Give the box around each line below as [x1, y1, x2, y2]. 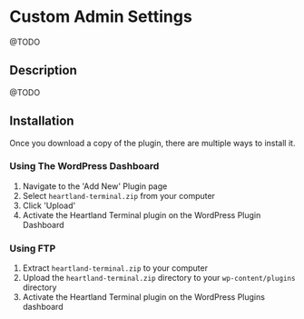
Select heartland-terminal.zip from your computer [22, 190, 216, 201]
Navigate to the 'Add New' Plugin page [22, 180, 168, 192]
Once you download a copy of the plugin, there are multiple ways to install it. [9, 137, 296, 148]
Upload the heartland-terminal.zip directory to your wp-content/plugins [22, 273, 296, 284]
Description [9, 63, 77, 78]
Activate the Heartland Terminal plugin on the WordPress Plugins [22, 292, 266, 303]
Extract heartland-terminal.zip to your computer [22, 263, 209, 274]
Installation [9, 114, 74, 129]
